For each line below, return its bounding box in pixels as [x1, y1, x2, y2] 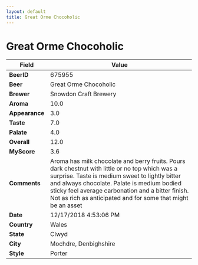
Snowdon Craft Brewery [49, 90, 117, 98]
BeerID [9, 71, 29, 79]
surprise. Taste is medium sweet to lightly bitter [49, 172, 181, 180]
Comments [9, 179, 41, 188]
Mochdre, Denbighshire [49, 240, 115, 248]
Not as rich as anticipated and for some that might [49, 194, 189, 202]
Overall [9, 138, 30, 146]
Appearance [9, 109, 45, 117]
